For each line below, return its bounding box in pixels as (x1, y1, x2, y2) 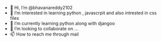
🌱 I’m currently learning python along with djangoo (10, 20, 115, 26)
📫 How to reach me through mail (10, 31, 79, 37)
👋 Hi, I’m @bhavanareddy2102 (10, 5, 73, 10)
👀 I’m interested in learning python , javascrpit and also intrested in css (10, 10, 157, 16)
